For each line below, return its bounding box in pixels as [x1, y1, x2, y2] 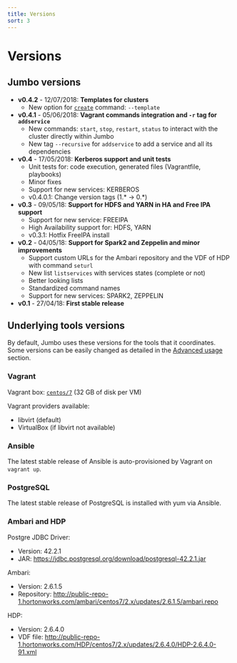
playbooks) [28, 169, 62, 179]
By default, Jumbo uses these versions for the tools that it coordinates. [7, 339, 216, 347]
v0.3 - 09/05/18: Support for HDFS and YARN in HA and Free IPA [17, 200, 211, 209]
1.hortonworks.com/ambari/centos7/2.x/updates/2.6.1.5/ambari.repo [17, 597, 219, 606]
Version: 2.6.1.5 [17, 582, 63, 590]
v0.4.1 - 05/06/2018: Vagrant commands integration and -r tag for [17, 110, 218, 119]
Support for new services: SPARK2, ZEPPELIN [28, 291, 164, 300]
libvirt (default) [17, 415, 62, 424]
